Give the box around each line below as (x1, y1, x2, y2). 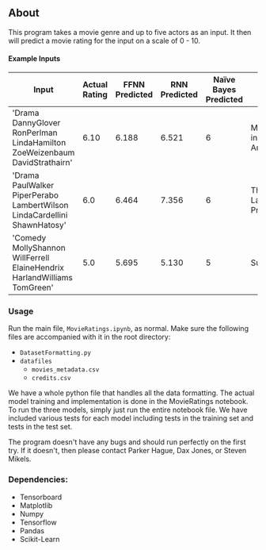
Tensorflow (19, 517, 57, 527)
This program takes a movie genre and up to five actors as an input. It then (8, 27, 252, 37)
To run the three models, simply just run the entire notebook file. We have (8, 405, 248, 415)
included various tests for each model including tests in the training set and (8, 413, 254, 423)
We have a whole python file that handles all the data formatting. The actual (8, 388, 255, 398)
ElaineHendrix (12, 262, 65, 273)
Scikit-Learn (19, 534, 60, 544)
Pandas (19, 525, 45, 535)
